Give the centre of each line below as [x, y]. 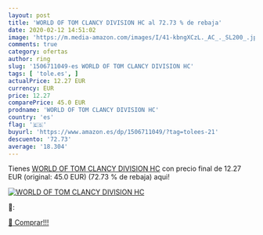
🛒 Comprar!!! [29, 222]
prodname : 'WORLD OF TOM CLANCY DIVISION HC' [83, 110]
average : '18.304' [38, 146]
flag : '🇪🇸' [27, 125]
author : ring [29, 60]
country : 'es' [31, 117]
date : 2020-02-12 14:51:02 [52, 30]
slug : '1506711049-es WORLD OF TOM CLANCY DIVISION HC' [101, 67]
